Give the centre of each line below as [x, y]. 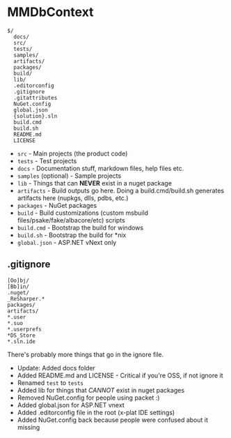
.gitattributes [35, 98]
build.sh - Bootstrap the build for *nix [72, 235]
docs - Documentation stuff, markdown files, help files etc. [101, 168]
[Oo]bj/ [18, 280]
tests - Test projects [47, 160]
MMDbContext [50, 12]
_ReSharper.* [26, 299]
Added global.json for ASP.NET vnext [71, 405]
